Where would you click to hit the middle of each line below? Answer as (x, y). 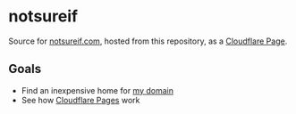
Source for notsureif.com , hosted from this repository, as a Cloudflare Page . (148, 41)
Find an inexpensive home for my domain (97, 90)
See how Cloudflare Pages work (80, 100)
